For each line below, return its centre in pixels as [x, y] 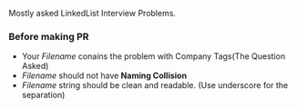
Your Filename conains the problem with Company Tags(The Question [154, 56]
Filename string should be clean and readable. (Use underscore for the [155, 85]
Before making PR [49, 36]
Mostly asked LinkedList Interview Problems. [92, 13]
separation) [43, 95]
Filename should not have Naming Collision [104, 75]
